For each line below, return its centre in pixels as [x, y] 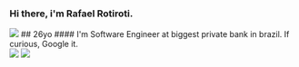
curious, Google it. [44, 44]
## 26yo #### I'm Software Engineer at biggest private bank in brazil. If [155, 34]
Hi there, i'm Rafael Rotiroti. [71, 14]
